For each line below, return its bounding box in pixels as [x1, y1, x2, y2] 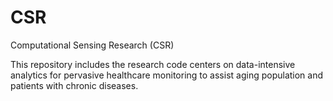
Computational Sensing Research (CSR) [10, 39, 175, 51]
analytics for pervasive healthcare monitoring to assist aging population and [10, 69, 324, 81]
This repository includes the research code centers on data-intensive [10, 58, 296, 70]
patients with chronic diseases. [10, 79, 139, 91]
